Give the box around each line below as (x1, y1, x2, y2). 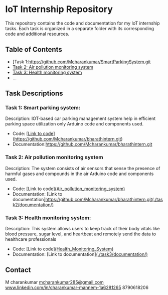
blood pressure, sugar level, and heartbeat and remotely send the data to (5, 231, 156, 237)
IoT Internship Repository (5, 4, 113, 15)
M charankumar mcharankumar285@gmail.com (5, 279, 104, 285)
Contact (5, 266, 31, 274)
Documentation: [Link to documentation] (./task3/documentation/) (12, 251, 148, 257)
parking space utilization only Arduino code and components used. (5, 121, 144, 127)
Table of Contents (5, 45, 63, 54)
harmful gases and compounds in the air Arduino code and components (5, 171, 154, 177)
